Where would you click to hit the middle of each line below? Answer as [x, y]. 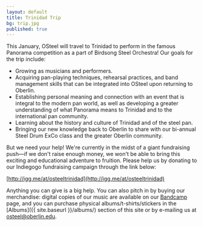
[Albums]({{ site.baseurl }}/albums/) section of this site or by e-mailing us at [101, 210]
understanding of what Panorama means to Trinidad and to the [94, 110]
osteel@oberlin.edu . [32, 216]
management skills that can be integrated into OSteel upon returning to [104, 84]
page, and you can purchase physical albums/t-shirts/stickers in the [91, 203]
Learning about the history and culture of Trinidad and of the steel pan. [104, 123]
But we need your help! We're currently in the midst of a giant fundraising [98, 147]
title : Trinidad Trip [34, 18]
